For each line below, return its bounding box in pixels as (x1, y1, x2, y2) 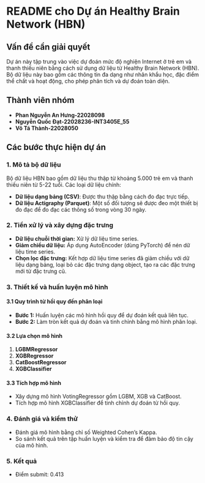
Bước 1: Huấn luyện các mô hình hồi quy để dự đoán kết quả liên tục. (15, 311, 188, 319)
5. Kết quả (6, 457, 37, 465)
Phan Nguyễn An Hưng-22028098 (15, 111, 105, 119)
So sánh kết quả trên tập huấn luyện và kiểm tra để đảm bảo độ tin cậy (15, 435, 194, 442)
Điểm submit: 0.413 (15, 470, 64, 478)
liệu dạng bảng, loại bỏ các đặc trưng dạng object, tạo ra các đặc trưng (15, 261, 196, 268)
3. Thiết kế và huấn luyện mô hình (6, 283, 108, 291)
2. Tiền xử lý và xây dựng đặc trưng (6, 221, 113, 230)
